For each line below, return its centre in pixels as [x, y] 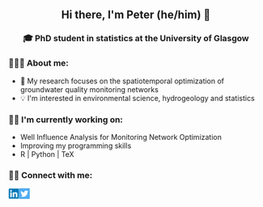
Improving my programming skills [76, 146]
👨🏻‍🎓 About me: [38, 63]
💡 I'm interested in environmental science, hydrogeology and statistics [137, 98]
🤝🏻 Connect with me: [51, 175]
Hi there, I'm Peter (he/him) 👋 [136, 15]
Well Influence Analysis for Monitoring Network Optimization [121, 137]
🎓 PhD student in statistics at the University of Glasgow [136, 39]
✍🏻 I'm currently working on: [66, 120]
